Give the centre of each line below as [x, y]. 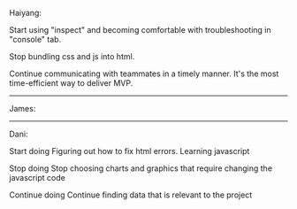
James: [23, 108]
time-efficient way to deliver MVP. [71, 83]
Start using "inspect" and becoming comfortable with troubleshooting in [140, 30]
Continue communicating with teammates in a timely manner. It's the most [144, 74]
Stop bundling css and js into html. [72, 56]
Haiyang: [26, 13]
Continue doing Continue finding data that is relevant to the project [131, 195]
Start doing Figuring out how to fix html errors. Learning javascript [129, 151]
